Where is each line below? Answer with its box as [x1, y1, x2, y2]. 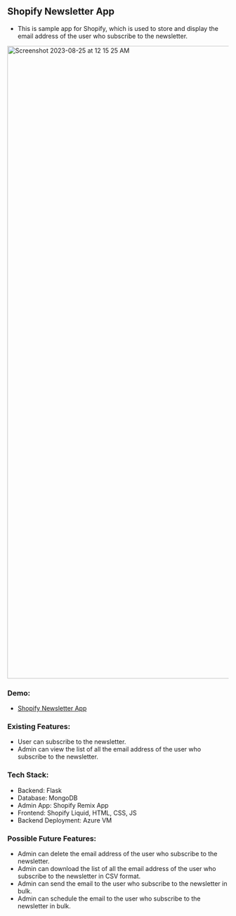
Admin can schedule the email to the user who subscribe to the [17, 894, 201, 903]
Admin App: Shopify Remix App [17, 801, 109, 809]
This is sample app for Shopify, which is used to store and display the [17, 24, 219, 32]
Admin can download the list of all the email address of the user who [17, 865, 216, 872]
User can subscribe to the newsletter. [17, 737, 126, 746]
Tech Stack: [7, 770, 49, 780]
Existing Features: [7, 722, 71, 732]
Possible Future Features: [7, 833, 97, 843]
